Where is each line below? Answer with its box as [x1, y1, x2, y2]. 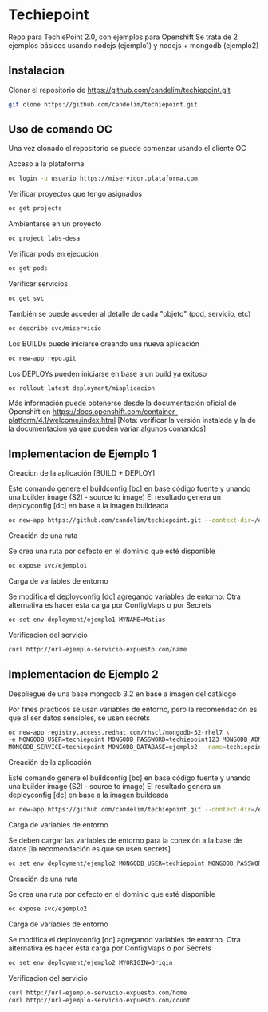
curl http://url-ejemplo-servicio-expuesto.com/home [8, 989, 187, 997]
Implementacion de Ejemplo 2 [8, 667, 160, 681]
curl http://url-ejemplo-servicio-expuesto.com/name [8, 645, 187, 653]
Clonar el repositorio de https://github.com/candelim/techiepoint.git [8, 85, 231, 94]
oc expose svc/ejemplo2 [8, 905, 88, 913]
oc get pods [8, 265, 48, 273]
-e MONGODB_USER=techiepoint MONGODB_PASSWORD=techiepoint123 [8, 735, 219, 744]
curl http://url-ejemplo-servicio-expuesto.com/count [8, 996, 191, 1004]
